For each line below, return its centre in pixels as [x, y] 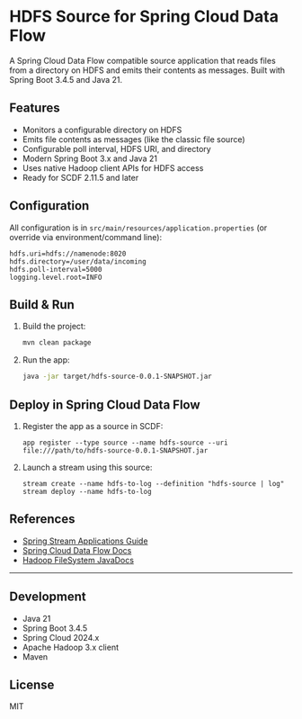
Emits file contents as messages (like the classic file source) [133, 139]
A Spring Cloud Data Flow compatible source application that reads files [142, 60]
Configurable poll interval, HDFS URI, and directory [116, 148]
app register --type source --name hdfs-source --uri [125, 443]
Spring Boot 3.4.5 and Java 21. [66, 79]
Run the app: [46, 360]
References [42, 519]
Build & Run [42, 305]
